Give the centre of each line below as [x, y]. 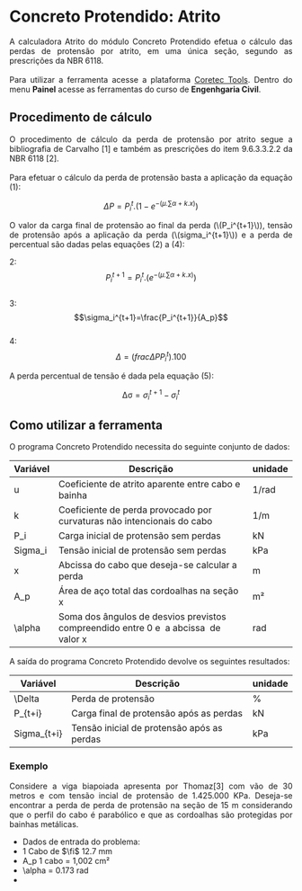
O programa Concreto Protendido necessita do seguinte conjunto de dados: [150, 447]
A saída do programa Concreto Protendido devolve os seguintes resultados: [150, 662]
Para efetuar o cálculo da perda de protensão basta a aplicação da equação [151, 177]
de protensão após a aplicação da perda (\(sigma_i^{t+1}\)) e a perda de [151, 235]
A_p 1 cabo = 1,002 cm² [66, 860]
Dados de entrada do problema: [81, 842]
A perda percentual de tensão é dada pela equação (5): [111, 376]
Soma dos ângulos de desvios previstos [142, 617]
